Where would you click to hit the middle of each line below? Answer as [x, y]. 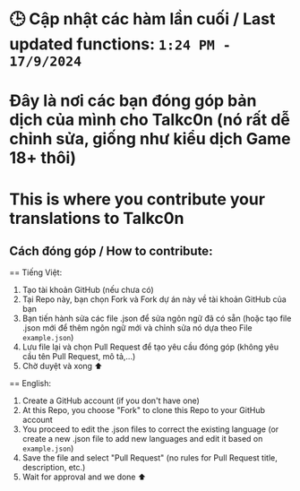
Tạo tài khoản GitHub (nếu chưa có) [88, 290]
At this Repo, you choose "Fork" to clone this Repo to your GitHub [144, 410]
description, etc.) [54, 468]
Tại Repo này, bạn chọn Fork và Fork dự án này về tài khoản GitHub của [154, 299]
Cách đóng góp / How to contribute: [111, 250]
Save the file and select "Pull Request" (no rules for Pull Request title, [150, 458]
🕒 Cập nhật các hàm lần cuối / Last [142, 19]
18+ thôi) [43, 158]
